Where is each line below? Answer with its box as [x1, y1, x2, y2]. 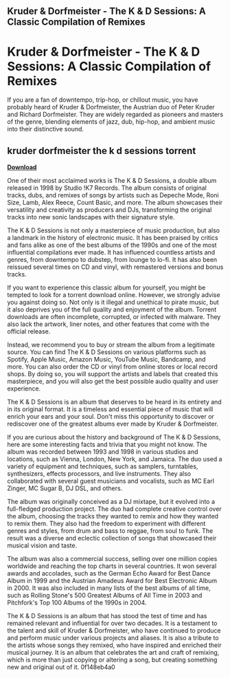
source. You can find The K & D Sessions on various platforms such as [7, 348, 207, 356]
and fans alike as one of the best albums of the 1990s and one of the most [7, 241, 218, 250]
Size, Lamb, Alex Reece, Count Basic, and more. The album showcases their [7, 199, 223, 207]
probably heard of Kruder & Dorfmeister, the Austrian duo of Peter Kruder [7, 103, 215, 111]
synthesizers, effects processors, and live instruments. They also [7, 470, 191, 478]
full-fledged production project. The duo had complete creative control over [7, 505, 222, 513]
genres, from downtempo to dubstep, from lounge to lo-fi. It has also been [7, 256, 218, 264]
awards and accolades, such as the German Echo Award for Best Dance [7, 569, 211, 578]
